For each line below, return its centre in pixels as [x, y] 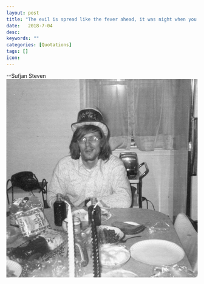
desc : [13, 32]
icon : [13, 58]
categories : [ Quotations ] [39, 45]
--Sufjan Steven [26, 75]
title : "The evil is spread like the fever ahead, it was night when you [102, 19]
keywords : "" [23, 39]
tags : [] [17, 52]
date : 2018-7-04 [29, 26]
